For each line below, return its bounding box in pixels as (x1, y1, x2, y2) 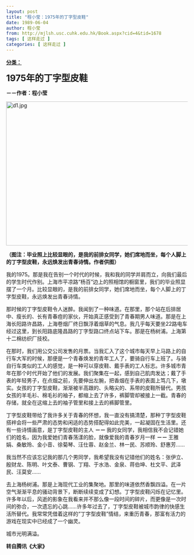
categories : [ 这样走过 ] (6, 42, 66, 48)
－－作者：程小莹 (6, 89, 48, 96)
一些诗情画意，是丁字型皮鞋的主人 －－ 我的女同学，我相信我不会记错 (11, 426, 179, 433)
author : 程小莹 (6, 25, 41, 31)
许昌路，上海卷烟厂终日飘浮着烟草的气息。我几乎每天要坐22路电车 (26, 320, 188, 327)
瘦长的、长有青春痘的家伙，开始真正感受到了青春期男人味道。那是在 (16, 313, 181, 320)
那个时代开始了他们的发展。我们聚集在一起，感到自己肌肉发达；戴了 (16, 369, 181, 376)
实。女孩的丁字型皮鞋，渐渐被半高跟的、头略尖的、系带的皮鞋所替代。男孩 (6, 384, 186, 391)
